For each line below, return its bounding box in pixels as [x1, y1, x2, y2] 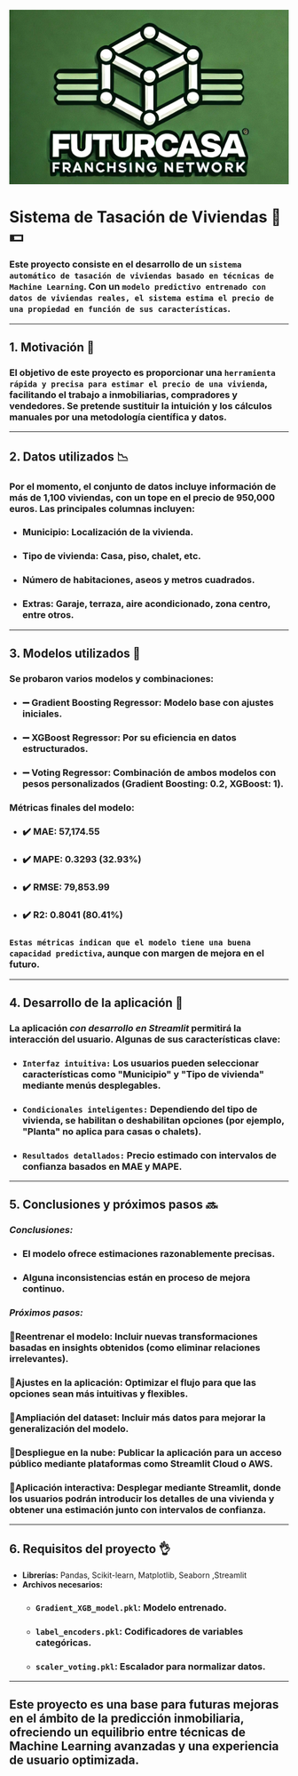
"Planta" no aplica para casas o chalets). [21, 1125, 202, 1138]
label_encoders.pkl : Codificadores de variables [35, 1625, 244, 1637]
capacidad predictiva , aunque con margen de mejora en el [9, 948, 264, 960]
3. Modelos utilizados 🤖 [9, 645, 141, 660]
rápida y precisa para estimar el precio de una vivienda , [9, 377, 268, 389]
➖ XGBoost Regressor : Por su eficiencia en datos [21, 731, 237, 743]
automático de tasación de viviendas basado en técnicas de [9, 271, 275, 281]
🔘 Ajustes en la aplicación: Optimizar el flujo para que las [9, 1376, 257, 1388]
